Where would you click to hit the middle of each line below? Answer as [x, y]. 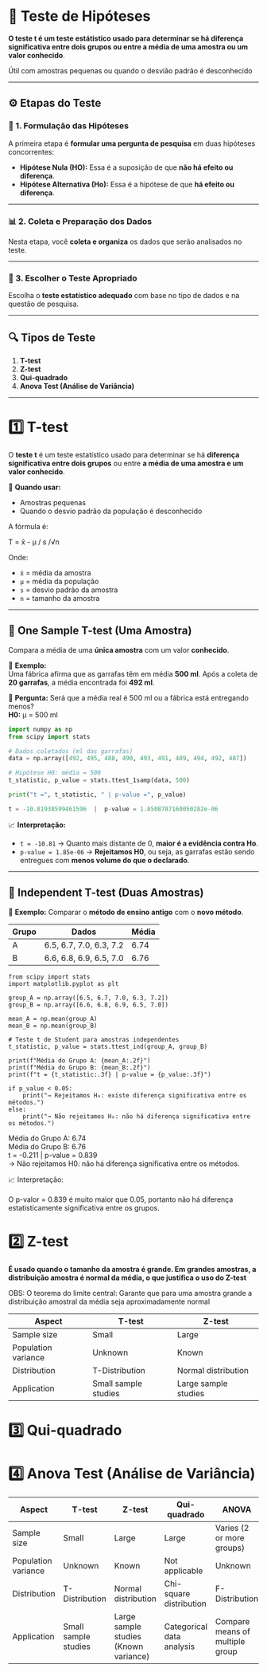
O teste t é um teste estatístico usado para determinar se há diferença [124, 454]
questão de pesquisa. [44, 304]
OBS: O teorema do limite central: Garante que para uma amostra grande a [130, 1293]
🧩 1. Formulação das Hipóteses [69, 126]
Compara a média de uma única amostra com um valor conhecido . [119, 650]
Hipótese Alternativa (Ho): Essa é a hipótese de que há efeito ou [127, 184]
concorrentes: [31, 151]
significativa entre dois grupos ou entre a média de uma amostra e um [126, 463]
